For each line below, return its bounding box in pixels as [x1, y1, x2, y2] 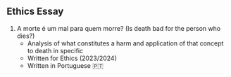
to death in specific [27, 46, 84, 55]
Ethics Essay [6, 6, 64, 17]
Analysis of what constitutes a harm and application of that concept [27, 38, 224, 48]
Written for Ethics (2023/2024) [27, 54, 118, 62]
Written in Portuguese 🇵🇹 [27, 61, 104, 69]
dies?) [16, 31, 35, 40]
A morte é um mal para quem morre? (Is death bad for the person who [16, 24, 221, 32]
